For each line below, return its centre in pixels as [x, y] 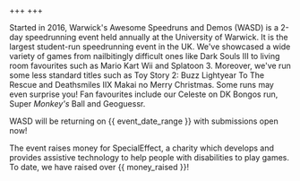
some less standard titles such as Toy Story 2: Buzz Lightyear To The [137, 75]
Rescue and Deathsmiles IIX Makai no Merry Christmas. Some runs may [142, 85]
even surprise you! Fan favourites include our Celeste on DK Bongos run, [144, 94]
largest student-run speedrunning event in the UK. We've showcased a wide [150, 47]
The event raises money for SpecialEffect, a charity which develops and [142, 148]
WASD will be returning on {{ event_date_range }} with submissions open [144, 121]
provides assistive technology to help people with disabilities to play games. [149, 157]
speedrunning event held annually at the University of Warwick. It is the [157, 37]
